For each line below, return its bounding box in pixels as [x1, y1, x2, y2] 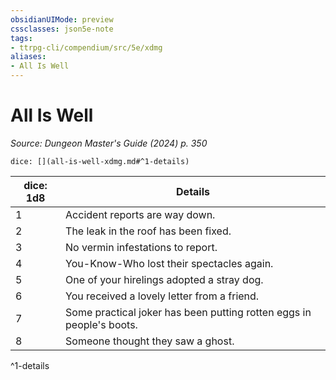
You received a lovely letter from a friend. [65, 289, 260, 303]
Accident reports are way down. [65, 207, 216, 221]
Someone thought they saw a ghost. [65, 334, 235, 348]
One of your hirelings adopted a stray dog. [65, 272, 264, 286]
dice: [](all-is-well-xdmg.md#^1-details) [10, 156, 190, 166]
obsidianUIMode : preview [10, 14, 114, 25]
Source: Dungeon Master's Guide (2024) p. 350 [10, 137, 208, 149]
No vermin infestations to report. [65, 240, 218, 254]
